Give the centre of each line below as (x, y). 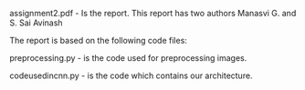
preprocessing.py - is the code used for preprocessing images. (128, 58)
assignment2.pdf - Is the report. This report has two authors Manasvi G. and (153, 13)
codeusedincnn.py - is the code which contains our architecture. (131, 75)
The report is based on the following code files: (98, 40)
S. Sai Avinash (36, 23)
